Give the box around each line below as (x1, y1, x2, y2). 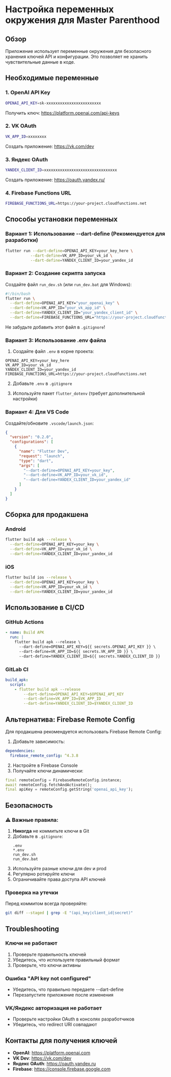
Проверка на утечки (5, 889, 59, 896)
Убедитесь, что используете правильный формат (12, 956, 120, 963)
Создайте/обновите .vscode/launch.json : (5, 420, 94, 426)
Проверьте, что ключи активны (12, 962, 81, 968)
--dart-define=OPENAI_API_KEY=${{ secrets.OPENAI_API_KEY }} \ (18, 644, 156, 649)
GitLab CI (5, 666, 29, 673)
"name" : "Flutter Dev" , (18, 449, 70, 454)
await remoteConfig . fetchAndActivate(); (5, 782, 93, 787)
